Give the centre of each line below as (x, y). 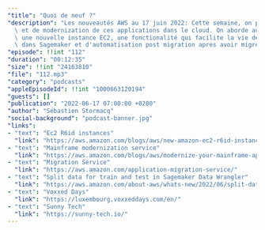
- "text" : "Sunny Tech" (47, 206)
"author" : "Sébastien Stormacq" (61, 111)
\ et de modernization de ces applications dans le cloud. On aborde (131, 30)
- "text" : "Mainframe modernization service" (83, 148)
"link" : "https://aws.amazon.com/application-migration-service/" (126, 170)
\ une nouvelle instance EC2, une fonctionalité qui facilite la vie (131, 38)
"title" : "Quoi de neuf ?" (52, 15)
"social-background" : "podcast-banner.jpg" (80, 119)
